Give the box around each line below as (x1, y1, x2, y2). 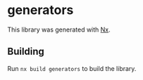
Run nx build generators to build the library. (7, 64, 137, 72)
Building (7, 46, 44, 58)
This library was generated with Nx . (7, 25, 111, 34)
